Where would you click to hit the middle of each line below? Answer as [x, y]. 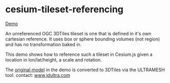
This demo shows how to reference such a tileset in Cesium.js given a [79, 54]
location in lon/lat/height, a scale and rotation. [54, 59]
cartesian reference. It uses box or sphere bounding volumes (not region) [83, 39]
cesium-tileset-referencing [65, 9]
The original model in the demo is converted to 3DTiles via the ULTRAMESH [85, 70]
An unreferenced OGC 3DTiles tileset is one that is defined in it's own [78, 33]
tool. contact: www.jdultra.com [38, 75]
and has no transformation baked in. [44, 44]
